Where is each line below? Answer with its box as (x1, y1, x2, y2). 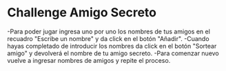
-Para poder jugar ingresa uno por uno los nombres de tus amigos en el (7, 27, 210, 35)
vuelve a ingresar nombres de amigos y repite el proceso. (7, 56, 171, 64)
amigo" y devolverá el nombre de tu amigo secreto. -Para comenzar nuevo (7, 49, 219, 57)
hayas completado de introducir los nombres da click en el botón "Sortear (7, 42, 217, 50)
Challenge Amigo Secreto (7, 5, 157, 20)
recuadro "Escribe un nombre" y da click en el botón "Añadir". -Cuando (7, 34, 209, 42)
